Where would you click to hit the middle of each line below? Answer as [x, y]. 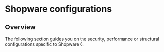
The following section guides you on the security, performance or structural [82, 39]
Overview [20, 27]
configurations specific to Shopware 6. [44, 44]
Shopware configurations [59, 9]
